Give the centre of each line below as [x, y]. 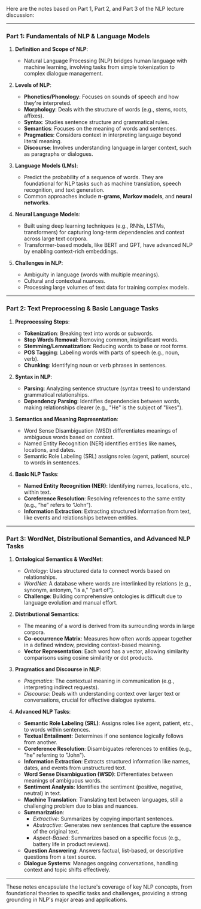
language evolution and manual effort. [71, 602]
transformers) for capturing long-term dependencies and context [104, 232]
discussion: [20, 15]
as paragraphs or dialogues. [59, 154]
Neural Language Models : [48, 215]
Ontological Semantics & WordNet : [59, 559]
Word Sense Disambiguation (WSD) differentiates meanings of [100, 430]
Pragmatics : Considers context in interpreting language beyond [102, 135]
